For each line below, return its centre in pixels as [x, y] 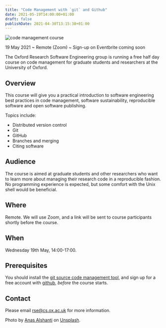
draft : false [19, 19]
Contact [18, 298]
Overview [21, 83]
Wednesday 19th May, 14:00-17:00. [41, 250]
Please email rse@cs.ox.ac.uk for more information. [58, 311]
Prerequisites [26, 266]
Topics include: [21, 115]
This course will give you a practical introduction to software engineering [80, 95]
